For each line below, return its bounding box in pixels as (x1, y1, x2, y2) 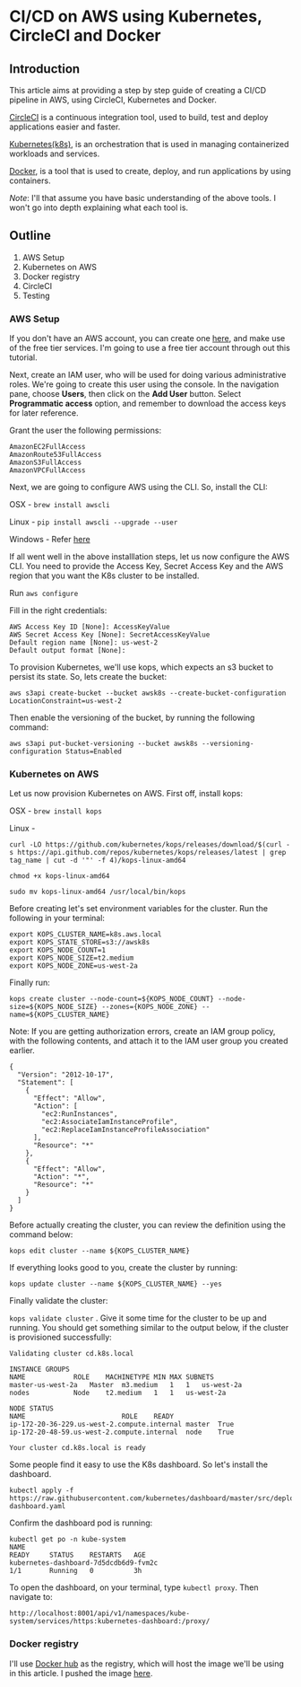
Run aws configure (9, 588, 79, 599)
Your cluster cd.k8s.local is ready (9, 1444, 146, 1453)
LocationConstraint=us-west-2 (9, 697, 123, 706)
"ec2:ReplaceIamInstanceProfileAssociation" (41, 1125, 211, 1135)
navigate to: (9, 1592, 54, 1603)
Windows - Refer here (9, 534, 91, 545)
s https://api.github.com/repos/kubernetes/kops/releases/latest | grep (9, 848, 287, 857)
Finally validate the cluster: (9, 1296, 108, 1306)
